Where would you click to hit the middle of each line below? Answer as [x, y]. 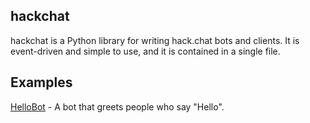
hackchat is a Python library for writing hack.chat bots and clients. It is [155, 40]
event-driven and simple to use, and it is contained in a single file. [145, 51]
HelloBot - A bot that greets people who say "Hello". [117, 106]
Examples [41, 82]
